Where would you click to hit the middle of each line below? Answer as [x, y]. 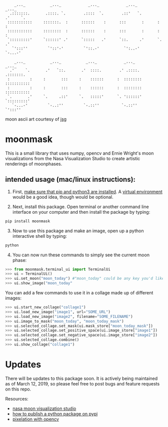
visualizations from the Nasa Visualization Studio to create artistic [73, 158]
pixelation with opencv [35, 419]
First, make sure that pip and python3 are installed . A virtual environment [87, 191]
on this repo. [18, 389]
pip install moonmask [28, 221]
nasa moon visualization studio [44, 408]
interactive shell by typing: [40, 236]
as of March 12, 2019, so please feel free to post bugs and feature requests [82, 383]
